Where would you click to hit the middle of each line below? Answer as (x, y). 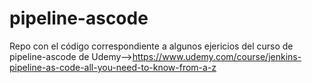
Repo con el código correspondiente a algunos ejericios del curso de (151, 46)
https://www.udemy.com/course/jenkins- (217, 56)
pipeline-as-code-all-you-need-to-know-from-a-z (113, 67)
